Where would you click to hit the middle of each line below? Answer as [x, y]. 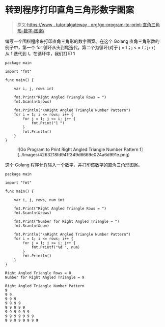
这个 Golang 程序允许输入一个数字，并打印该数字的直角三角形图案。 [74, 165]
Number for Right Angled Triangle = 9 [45, 277]
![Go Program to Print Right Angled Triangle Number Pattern [78, 149]
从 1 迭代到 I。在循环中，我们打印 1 [40, 53]
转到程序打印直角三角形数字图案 [70, 10]
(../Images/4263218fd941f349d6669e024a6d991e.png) [74, 154]
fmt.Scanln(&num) [32, 226]
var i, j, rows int [34, 89]
